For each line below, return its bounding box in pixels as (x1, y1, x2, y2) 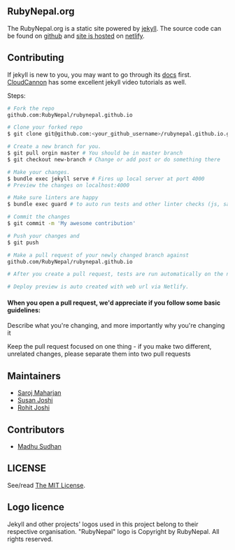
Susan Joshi (17, 396, 53, 405)
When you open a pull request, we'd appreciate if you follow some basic (7, 298, 221, 307)
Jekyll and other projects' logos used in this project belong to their (7, 520, 199, 528)
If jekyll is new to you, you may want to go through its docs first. (7, 70, 192, 79)
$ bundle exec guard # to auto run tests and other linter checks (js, (7, 201, 220, 208)
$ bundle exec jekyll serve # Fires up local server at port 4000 (7, 175, 205, 182)
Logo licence (7, 501, 65, 513)
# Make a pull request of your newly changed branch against (7, 252, 190, 259)
